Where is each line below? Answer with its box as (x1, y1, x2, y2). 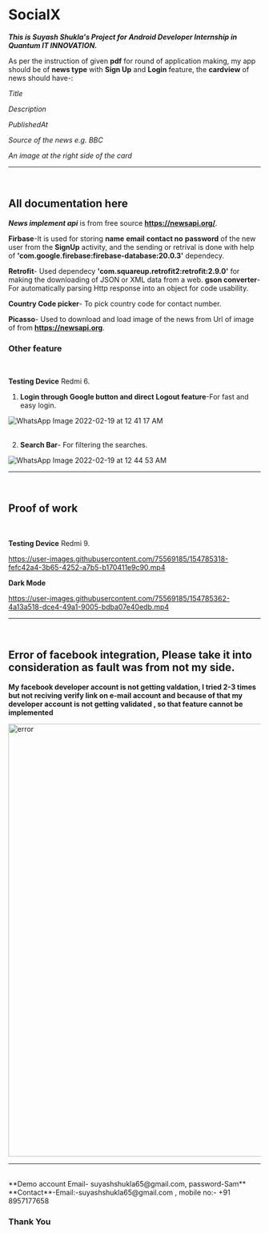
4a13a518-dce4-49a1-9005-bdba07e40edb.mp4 (8, 602, 170, 612)
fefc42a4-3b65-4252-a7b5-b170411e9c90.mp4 (8, 562, 166, 572)
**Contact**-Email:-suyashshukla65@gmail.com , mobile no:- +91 (8, 1187, 231, 1197)
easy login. (19, 400, 57, 410)
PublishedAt (8, 119, 48, 129)
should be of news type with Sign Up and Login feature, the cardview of (8, 64, 250, 74)
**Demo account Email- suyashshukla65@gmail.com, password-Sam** (8, 1179, 247, 1188)
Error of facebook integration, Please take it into (8, 649, 252, 662)
